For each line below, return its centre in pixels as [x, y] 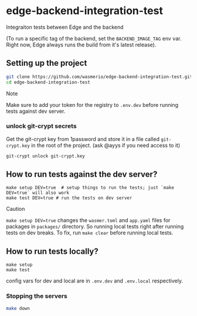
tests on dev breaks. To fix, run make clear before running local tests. [90, 233]
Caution [16, 209]
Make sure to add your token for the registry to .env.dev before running [92, 105]
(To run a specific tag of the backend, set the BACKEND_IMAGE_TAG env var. [94, 38]
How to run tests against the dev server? [82, 174]
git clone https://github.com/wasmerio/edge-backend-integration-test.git [99, 77]
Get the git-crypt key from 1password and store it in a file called [83, 139]
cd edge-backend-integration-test [48, 82]
